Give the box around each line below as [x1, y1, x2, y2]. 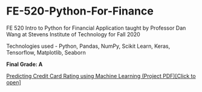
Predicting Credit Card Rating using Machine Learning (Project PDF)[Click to [6, 72, 196, 79]
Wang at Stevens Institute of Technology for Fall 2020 [6, 30, 140, 38]
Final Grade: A [6, 61, 43, 68]
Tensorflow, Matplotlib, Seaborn [6, 48, 86, 56]
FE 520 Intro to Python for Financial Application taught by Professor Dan [6, 24, 186, 31]
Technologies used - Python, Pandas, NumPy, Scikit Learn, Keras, [6, 42, 171, 50]
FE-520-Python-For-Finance [6, 4, 154, 18]
